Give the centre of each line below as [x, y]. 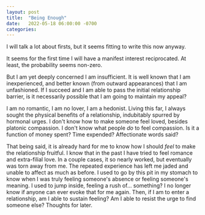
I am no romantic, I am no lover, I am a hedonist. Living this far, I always [96, 109]
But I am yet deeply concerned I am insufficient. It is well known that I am [99, 77]
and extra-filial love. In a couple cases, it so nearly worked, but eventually [99, 160]
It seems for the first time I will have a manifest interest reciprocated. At [96, 58]
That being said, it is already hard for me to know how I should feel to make [101, 147]
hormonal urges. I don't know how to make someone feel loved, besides [97, 122]
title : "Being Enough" [37, 18]
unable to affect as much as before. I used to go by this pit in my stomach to [102, 173]
